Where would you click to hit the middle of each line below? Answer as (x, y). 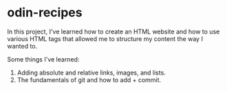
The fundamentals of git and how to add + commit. (89, 79)
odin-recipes (45, 13)
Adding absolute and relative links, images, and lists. (91, 73)
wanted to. (22, 46)
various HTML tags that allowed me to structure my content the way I (105, 38)
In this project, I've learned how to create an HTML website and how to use (113, 31)
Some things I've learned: (43, 59)
